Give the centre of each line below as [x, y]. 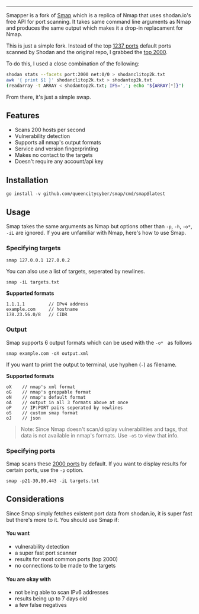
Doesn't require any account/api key [59, 162]
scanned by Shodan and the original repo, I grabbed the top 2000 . [87, 52]
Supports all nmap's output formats [58, 143]
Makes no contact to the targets [54, 155]
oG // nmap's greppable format [49, 392]
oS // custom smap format [42, 413]
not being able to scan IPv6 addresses [61, 593]
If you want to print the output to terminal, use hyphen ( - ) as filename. [91, 364]
